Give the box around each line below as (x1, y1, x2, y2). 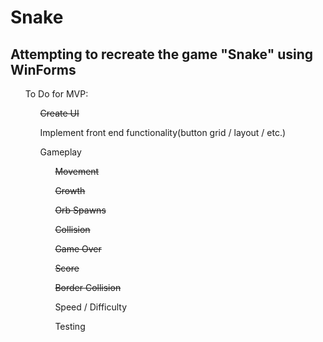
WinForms (10, 61, 77, 78)
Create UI (39, 107, 80, 119)
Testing (54, 321, 86, 332)
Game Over (54, 243, 102, 255)
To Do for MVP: (24, 88, 89, 100)
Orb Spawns (54, 204, 107, 216)
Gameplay (39, 146, 82, 158)
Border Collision (54, 282, 122, 293)
